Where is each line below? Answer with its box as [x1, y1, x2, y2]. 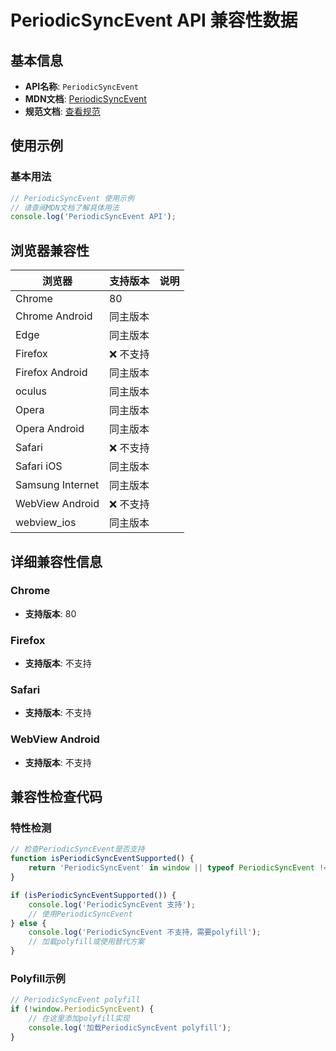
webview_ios [15, 516, 77, 530]
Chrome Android [15, 309, 93, 323]
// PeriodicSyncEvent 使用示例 [10, 193, 135, 203]
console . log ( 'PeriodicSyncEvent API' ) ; [10, 212, 177, 222]
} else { [10, 918, 47, 928]
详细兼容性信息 [10, 553, 103, 570]
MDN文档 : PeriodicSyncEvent [24, 93, 147, 105]
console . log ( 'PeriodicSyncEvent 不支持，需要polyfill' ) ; [28, 927, 262, 938]
